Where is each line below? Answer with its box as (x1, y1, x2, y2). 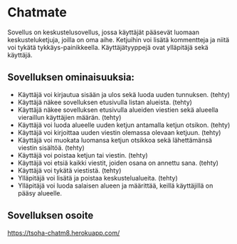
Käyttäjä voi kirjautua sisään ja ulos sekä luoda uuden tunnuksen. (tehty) (17, 90, 230, 98)
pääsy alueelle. (17, 188, 63, 197)
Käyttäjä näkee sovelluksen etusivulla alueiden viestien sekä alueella (17, 105, 218, 114)
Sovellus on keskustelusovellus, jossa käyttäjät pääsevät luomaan (7, 28, 199, 36)
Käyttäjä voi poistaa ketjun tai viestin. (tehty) (17, 151, 148, 159)
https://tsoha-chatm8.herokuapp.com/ (7, 228, 120, 237)
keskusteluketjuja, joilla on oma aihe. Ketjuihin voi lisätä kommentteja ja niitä (7, 35, 230, 44)
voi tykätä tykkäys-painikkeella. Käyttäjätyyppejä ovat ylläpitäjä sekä (7, 43, 209, 51)
